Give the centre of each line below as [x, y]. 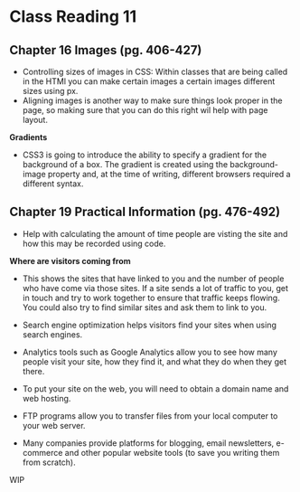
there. [33, 371]
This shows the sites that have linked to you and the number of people [153, 279]
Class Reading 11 [73, 17]
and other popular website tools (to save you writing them [172, 452]
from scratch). [49, 462]
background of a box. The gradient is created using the [125, 164]
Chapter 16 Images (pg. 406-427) [106, 50]
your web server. [54, 425]
